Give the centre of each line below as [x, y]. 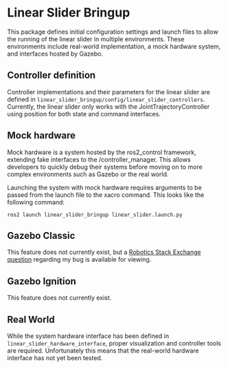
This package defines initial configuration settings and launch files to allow [113, 32]
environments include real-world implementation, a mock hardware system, [114, 46]
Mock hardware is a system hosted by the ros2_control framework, [102, 152]
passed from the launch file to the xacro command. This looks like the [106, 195]
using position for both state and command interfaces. [84, 114]
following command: [36, 202]
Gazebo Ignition [42, 281]
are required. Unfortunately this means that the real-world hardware [103, 350]
